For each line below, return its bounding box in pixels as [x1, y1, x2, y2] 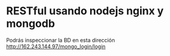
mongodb [6, 17, 55, 30]
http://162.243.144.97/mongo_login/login [6, 43, 106, 50]
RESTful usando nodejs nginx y [6, 4, 164, 18]
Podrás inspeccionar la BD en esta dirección [6, 36, 115, 43]
